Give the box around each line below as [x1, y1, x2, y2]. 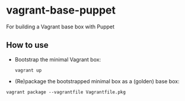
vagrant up [14, 67, 42, 73]
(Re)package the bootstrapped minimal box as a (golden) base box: [14, 77, 180, 84]
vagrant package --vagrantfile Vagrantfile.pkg [6, 89, 126, 95]
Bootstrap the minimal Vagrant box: [14, 56, 101, 63]
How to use [6, 40, 49, 50]
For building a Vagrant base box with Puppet [6, 23, 114, 30]
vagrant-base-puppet [6, 4, 116, 17]
